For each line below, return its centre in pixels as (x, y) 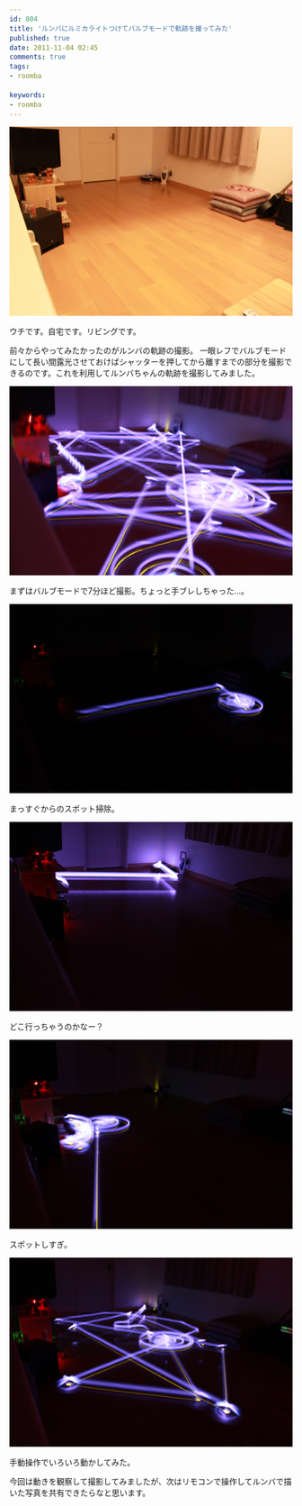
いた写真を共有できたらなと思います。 (80, 1492)
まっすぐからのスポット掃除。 (64, 808)
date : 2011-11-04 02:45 (54, 48)
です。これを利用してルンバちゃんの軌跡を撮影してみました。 (147, 373)
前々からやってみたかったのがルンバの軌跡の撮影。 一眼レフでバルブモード (148, 350)
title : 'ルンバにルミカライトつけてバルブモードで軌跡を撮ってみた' (121, 28)
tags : (19, 67)
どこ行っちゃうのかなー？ (57, 1026)
